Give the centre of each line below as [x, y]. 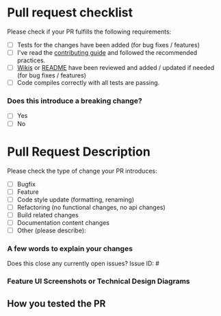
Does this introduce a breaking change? [75, 101]
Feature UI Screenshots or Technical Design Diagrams [99, 281]
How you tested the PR [56, 303]
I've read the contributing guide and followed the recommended [107, 52]
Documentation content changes [63, 222]
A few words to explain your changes [70, 248]
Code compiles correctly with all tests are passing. [88, 83]
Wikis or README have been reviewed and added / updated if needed [115, 68]
